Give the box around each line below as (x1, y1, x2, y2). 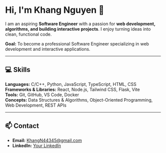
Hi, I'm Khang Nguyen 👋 (5, 4, 105, 16)
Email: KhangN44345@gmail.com (12, 137, 83, 143)
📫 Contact (5, 122, 40, 130)
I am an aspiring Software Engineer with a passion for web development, (5, 21, 156, 27)
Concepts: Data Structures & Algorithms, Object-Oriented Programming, (5, 97, 153, 103)
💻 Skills (5, 66, 31, 74)
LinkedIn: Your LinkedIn (12, 143, 61, 149)
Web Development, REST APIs (5, 102, 67, 108)
